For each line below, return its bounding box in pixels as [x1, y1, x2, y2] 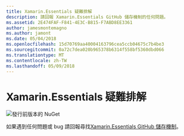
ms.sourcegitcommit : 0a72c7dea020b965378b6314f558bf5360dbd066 [6, 47, 165, 53]
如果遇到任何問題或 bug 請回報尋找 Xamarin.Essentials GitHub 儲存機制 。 [6, 123, 182, 130]
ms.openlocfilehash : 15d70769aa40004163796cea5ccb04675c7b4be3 [6, 42, 165, 47]
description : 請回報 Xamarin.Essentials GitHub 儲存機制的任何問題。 [6, 14, 169, 20]
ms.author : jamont [6, 30, 51, 36]
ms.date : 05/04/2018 [6, 36, 57, 42]
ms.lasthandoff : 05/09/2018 [6, 63, 75, 69]
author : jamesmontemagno [6, 25, 67, 31]
